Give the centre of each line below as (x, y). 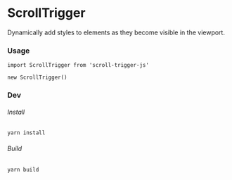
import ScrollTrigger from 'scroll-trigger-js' (78, 65)
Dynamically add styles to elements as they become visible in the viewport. (116, 32)
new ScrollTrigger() (38, 78)
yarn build (23, 169)
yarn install (26, 133)
